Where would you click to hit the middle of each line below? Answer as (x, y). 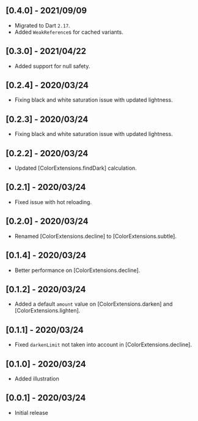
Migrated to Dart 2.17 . (42, 25)
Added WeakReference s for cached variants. (69, 32)
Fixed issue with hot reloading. (53, 202)
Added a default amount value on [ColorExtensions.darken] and (94, 304)
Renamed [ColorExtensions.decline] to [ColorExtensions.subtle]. (95, 236)
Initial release (31, 412)
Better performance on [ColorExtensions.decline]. (77, 270)
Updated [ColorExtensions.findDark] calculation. (75, 168)
